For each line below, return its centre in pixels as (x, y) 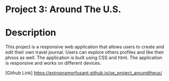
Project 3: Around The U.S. (63, 9)
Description (31, 33)
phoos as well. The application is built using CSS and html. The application (84, 58)
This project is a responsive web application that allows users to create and (85, 47)
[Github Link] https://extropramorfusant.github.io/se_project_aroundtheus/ (84, 73)
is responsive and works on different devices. (53, 63)
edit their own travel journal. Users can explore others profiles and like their (85, 52)
